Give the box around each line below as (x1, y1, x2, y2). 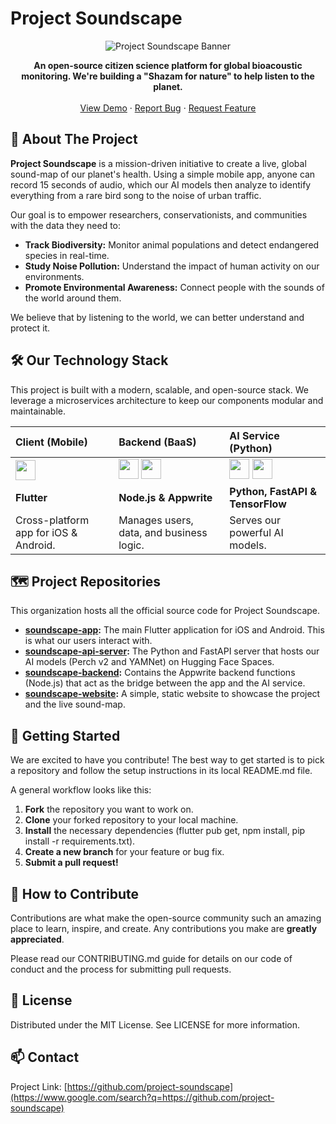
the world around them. (24, 292, 122, 304)
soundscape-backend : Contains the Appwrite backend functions (24, 667, 296, 679)
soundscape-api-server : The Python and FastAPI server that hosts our (24, 645, 320, 657)
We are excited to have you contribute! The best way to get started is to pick (10, 754, 325, 766)
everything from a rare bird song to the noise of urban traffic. (10, 189, 262, 201)
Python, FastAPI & (229, 484, 317, 498)
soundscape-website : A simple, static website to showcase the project (24, 688, 321, 700)
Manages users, (118, 513, 194, 527)
